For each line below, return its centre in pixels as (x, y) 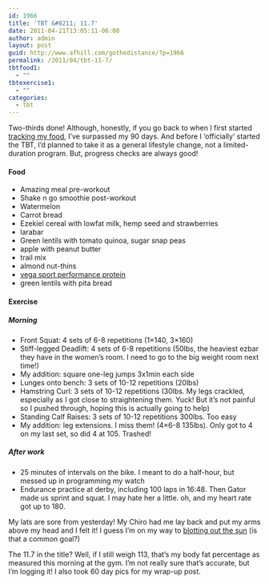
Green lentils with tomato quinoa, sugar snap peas (103, 240)
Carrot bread (41, 215)
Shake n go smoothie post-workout (78, 198)
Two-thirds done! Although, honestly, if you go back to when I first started (130, 128)
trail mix (33, 258)
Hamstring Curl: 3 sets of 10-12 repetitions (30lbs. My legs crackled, (132, 391)
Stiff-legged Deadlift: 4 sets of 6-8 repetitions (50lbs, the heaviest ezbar (139, 348)
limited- (236, 145)
